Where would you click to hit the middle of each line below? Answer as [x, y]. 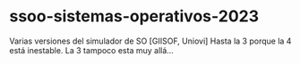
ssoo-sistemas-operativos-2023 [134, 16]
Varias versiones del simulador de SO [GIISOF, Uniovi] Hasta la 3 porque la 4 [150, 41]
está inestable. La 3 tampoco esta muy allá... [92, 50]
